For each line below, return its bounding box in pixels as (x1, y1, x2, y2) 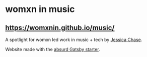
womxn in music (5, 3, 75, 15)
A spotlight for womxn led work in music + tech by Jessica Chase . (5, 36, 142, 42)
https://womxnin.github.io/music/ (5, 23, 115, 32)
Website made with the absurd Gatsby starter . (5, 46, 100, 52)
